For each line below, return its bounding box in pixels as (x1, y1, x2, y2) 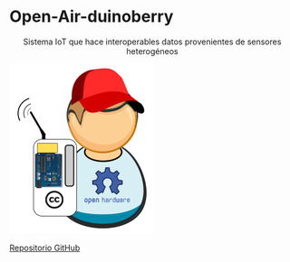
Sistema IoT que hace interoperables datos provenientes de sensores (23, 36, 282, 47)
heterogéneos (126, 45, 179, 56)
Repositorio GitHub (9, 242, 81, 253)
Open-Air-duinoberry (9, 6, 174, 27)
